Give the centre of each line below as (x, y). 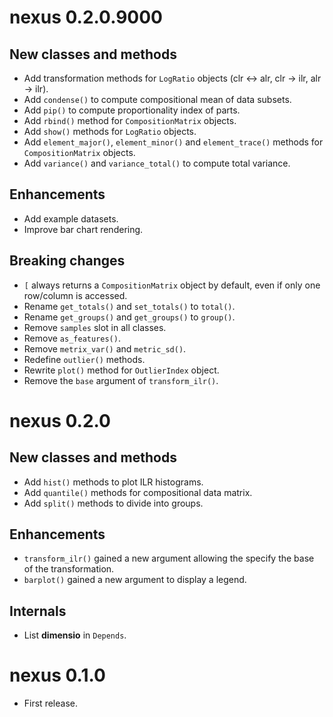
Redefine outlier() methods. (84, 359)
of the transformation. (69, 569)
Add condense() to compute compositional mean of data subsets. (157, 99)
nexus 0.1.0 (57, 675)
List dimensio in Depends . (75, 635)
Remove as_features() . (72, 338)
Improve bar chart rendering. (83, 229)
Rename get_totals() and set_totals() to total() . (129, 306)
